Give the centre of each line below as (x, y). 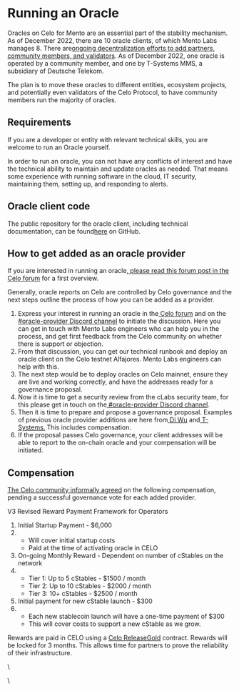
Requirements (39, 123)
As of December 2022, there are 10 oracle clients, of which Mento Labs (112, 40)
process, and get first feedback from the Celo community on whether (120, 337)
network (30, 563)
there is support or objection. (60, 344)
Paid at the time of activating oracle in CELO (93, 548)
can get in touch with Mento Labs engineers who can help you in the (118, 329)
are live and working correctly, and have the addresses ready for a (115, 382)
